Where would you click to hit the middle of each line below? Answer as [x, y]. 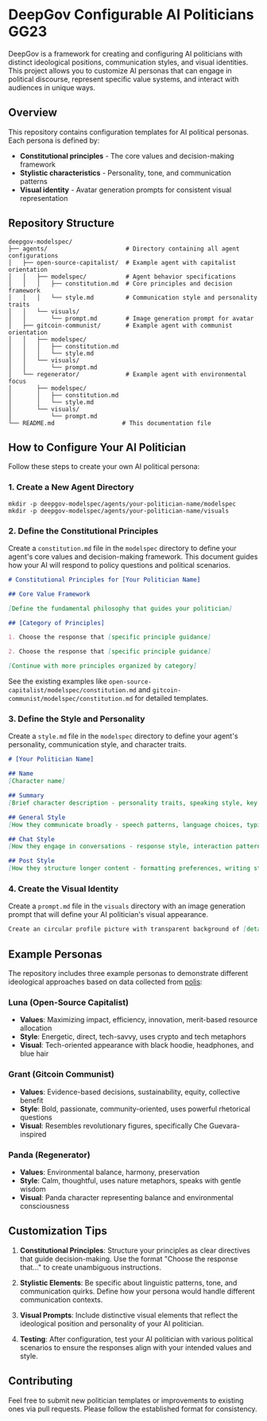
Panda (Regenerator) [49, 1155]
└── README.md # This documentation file [110, 423]
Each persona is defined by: [54, 140]
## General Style [37, 817]
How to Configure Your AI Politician [97, 447]
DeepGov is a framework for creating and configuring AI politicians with [126, 53]
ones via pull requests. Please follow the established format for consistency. [133, 1408]
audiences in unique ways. [52, 87]
